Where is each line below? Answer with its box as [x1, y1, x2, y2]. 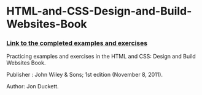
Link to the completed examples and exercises [6, 39, 148, 47]
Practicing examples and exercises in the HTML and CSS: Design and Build [6, 53, 196, 60]
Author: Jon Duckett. [6, 83, 60, 90]
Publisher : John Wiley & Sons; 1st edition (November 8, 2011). [6, 71, 163, 79]
